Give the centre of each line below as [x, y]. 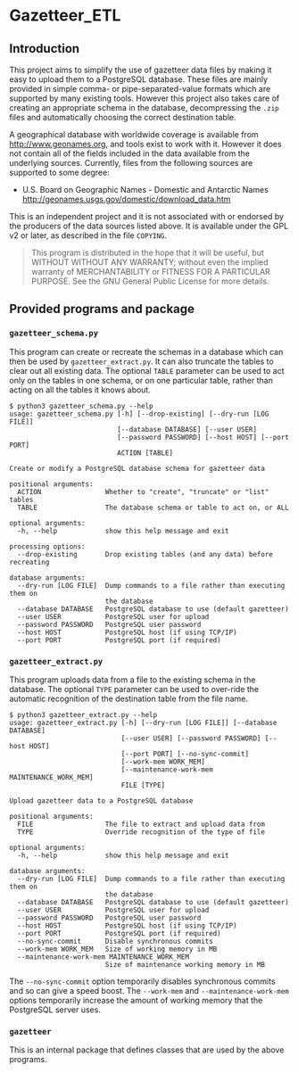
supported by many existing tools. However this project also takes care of [145, 98]
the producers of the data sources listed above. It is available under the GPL [149, 226]
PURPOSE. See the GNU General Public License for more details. [150, 281]
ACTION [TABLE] [145, 453]
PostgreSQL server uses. [55, 1010]
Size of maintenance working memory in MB [185, 964]
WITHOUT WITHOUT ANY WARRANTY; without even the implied [150, 262]
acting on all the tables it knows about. [80, 390]
